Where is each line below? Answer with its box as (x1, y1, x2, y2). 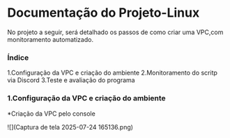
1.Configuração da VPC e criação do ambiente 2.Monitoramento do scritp (7, 68, 218, 77)
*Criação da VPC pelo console (7, 109, 95, 118)
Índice (7, 52, 29, 62)
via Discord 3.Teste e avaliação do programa (7, 76, 135, 84)
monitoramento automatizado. (7, 35, 94, 43)
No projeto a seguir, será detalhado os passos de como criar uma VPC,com (7, 28, 224, 36)
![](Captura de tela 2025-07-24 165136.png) (7, 123, 134, 131)
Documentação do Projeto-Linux (7, 5, 200, 21)
